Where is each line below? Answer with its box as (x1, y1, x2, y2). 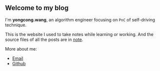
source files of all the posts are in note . (5, 36, 83, 42)
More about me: (5, 46, 38, 52)
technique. (5, 22, 27, 28)
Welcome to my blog (5, 4, 69, 12)
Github (12, 60, 26, 66)
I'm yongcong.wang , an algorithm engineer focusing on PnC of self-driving (5, 17, 155, 22)
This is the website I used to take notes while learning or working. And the (5, 31, 154, 37)
